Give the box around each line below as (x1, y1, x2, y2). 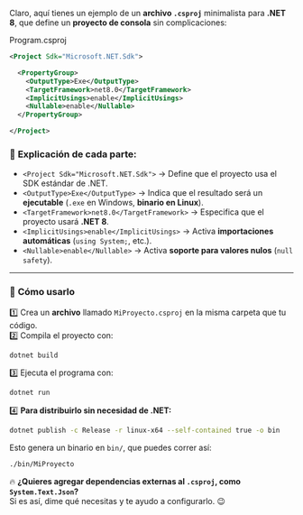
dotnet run (9, 388, 50, 398)
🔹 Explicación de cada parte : (9, 148, 137, 161)
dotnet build (9, 351, 59, 360)
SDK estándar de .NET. (22, 178, 108, 189)
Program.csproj (9, 35, 68, 45)
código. (9, 319, 38, 330)
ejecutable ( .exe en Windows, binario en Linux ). (22, 198, 205, 208)
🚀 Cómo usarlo (9, 286, 75, 299)
